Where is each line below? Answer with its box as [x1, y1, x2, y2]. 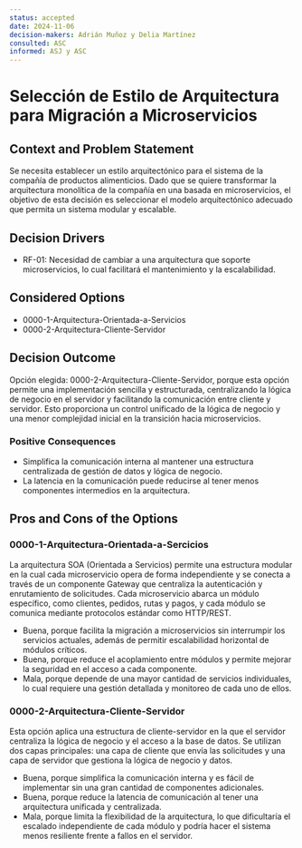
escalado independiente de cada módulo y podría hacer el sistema [22, 820, 271, 831]
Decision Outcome [9, 350, 116, 366]
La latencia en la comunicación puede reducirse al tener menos [22, 475, 260, 486]
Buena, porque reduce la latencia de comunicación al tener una [22, 791, 260, 803]
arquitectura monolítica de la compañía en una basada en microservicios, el [9, 185, 291, 196]
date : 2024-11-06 [9, 22, 75, 31]
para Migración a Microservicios [9, 105, 258, 126]
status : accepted [9, 13, 75, 23]
